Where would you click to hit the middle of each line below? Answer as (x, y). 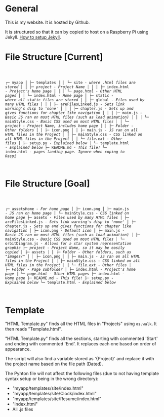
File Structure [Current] (54, 57)
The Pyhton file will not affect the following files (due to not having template (82, 374)
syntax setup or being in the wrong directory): (52, 379)
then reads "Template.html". (34, 329)
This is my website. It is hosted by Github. (47, 22)
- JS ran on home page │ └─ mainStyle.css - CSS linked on (67, 213)
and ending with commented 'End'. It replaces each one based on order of (81, 344)
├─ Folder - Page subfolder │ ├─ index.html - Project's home (70, 270)
